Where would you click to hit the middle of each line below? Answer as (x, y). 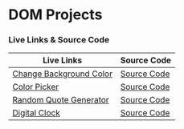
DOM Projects (55, 15)
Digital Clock (36, 113)
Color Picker (36, 87)
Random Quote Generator (61, 100)
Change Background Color (62, 74)
